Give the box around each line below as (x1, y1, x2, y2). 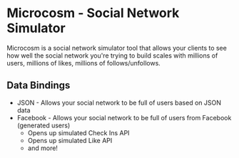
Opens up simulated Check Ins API (27, 128, 130, 137)
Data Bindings (6, 80, 71, 92)
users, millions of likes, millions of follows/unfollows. (6, 58, 161, 67)
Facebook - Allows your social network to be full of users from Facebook (16, 113, 232, 122)
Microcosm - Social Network (6, 5, 180, 21)
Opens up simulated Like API (27, 136, 113, 144)
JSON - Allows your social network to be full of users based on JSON (16, 98, 222, 107)
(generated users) (16, 121, 71, 130)
